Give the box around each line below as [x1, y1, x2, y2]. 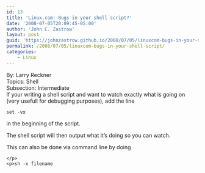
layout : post [6, 32, 40, 38]
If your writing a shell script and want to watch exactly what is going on [6, 90, 185, 98]
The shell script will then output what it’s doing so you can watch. [6, 131, 171, 139]
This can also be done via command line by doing [6, 143, 131, 150]
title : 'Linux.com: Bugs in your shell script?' [6, 15, 132, 21]
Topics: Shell [6, 78, 38, 85]
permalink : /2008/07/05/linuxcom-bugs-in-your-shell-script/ [6, 43, 165, 50]
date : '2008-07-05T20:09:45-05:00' [6, 20, 97, 26]
